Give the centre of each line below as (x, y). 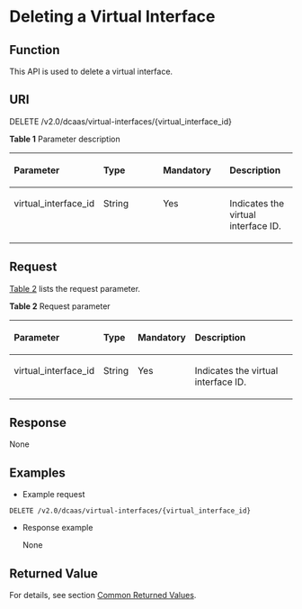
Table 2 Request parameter (60, 306)
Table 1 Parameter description (65, 139)
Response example (58, 528)
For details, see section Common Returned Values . (103, 595)
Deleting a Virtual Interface (112, 17)
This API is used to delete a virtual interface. (91, 71)
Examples (37, 473)
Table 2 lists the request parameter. (75, 288)
